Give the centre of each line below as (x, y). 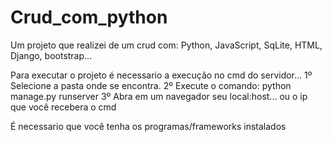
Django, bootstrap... (51, 55)
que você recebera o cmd (63, 107)
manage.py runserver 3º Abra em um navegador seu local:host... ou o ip (159, 96)
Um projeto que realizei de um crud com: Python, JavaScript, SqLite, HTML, (166, 45)
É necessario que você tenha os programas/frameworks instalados (148, 126)
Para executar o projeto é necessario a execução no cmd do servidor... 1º (161, 75)
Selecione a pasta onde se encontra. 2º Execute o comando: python (151, 85)
